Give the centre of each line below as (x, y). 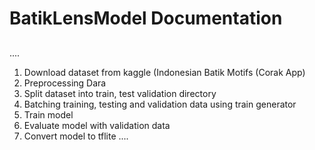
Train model (48, 114)
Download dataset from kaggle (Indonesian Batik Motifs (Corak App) (164, 72)
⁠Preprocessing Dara (65, 83)
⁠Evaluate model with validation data (97, 125)
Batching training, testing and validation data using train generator (160, 104)
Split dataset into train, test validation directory (120, 93)
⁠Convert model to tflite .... (76, 136)
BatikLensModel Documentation (146, 18)
